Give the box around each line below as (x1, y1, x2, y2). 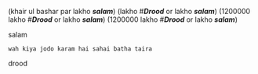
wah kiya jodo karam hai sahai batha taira (8, 45, 153, 53)
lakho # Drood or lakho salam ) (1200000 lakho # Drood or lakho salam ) (8, 15, 238, 24)
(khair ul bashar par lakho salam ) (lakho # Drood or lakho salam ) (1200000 (8, 7, 251, 16)
